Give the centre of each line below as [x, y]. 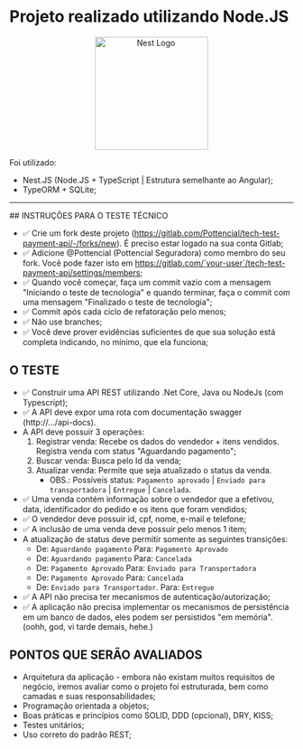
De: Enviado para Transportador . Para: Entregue [125, 587]
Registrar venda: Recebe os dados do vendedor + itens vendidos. [157, 441]
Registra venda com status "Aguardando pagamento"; [136, 451]
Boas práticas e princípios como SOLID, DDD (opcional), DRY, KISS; [147, 715]
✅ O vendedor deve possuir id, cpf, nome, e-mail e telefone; [134, 519]
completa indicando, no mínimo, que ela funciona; [115, 342]
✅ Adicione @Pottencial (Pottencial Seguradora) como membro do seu [154, 253]
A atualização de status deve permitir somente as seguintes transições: [155, 538]
